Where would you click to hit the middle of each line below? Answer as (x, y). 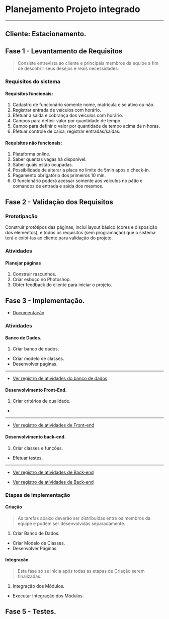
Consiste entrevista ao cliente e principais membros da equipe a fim (88, 63)
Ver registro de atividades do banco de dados (60, 379)
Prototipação (21, 216)
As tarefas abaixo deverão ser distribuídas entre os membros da (84, 518)
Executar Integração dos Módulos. (48, 596)
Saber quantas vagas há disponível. (50, 159)
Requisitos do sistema (33, 81)
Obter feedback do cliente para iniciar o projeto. (62, 285)
